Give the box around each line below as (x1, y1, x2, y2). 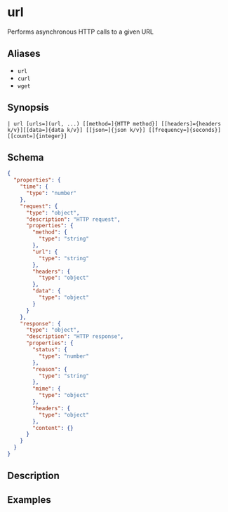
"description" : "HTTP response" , (25, 333, 124, 340)
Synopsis (7, 102, 49, 114)
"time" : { (20, 183, 49, 190)
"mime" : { (32, 385, 61, 393)
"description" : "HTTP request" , (25, 215, 121, 223)
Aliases (7, 48, 41, 60)
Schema (7, 151, 44, 163)
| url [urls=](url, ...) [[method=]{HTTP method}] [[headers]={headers (7, 120, 221, 127)
